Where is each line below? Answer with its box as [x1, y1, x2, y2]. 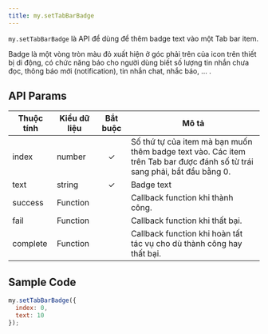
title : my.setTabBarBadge [8, 11, 94, 20]
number [57, 151, 86, 162]
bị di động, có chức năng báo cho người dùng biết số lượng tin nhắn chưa [8, 58, 250, 67]
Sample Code [8, 275, 77, 288]
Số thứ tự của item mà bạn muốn [130, 137, 253, 148]
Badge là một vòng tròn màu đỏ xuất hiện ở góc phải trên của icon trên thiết [8, 49, 257, 58]
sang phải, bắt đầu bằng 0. [130, 166, 231, 177]
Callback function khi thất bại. [130, 215, 242, 226]
